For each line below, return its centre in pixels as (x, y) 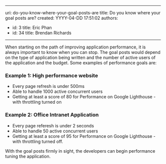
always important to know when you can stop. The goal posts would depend (83, 52)
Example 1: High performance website (52, 76)
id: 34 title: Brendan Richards (42, 33)
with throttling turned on (37, 102)
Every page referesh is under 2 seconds (53, 125)
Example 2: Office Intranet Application (52, 115)
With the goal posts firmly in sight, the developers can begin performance (80, 151)
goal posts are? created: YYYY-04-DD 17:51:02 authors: (62, 18)
